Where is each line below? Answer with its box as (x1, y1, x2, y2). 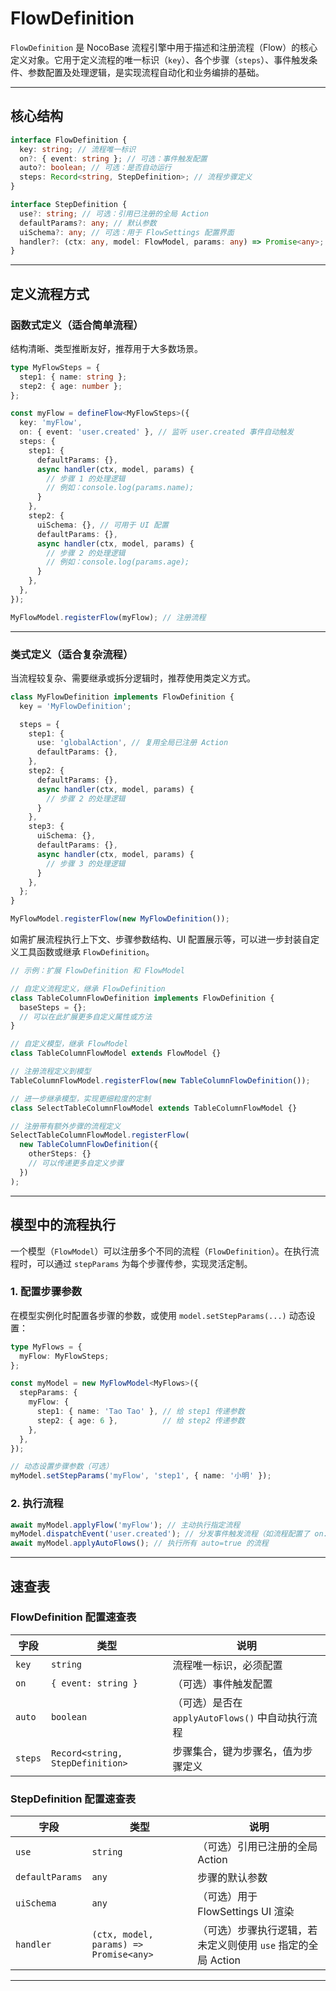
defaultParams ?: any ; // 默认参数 (19, 218, 157, 228)
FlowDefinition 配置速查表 (10, 1610, 137, 1624)
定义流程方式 (10, 285, 90, 302)
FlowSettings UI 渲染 (197, 1905, 295, 1919)
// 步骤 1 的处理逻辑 (46, 473, 126, 484)
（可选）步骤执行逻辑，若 (197, 1923, 318, 1937)
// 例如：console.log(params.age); (46, 557, 190, 567)
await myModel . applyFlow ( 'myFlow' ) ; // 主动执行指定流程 (10, 1520, 241, 1530)
